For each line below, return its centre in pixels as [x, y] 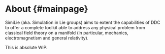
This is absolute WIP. [26, 47]
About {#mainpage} [47, 9]
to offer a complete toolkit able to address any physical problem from [75, 27]
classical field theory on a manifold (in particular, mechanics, [67, 33]
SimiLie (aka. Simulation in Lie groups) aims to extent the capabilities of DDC [83, 22]
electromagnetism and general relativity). [47, 38]
